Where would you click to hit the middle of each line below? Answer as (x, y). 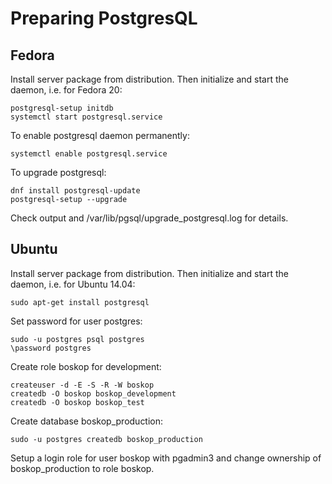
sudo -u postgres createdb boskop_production (106, 439)
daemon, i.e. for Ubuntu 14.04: (73, 284)
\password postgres (51, 348)
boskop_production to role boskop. (82, 468)
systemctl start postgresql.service (86, 117)
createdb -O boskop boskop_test (77, 402)
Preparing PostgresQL (104, 18)
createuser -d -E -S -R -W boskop (82, 385)
